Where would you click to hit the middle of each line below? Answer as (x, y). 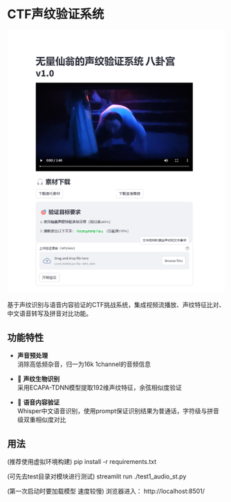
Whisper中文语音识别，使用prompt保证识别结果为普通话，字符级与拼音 (118, 411)
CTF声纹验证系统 (56, 14)
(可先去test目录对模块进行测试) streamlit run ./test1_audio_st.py (97, 476)
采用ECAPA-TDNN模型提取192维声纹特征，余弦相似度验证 (99, 388)
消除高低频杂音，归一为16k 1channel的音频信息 (84, 364)
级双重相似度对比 (41, 419)
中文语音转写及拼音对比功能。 (49, 313)
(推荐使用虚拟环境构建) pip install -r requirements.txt (82, 462)
